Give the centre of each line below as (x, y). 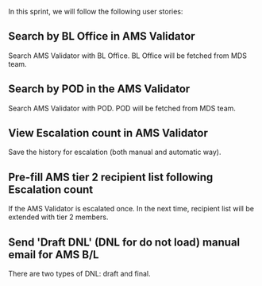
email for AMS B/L (54, 255)
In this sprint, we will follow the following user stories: (96, 12)
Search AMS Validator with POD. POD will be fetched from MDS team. (122, 108)
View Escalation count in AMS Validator (108, 133)
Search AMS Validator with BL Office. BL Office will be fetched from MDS (128, 56)
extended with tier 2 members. (58, 217)
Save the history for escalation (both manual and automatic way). (115, 152)
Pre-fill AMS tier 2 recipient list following (111, 177)
